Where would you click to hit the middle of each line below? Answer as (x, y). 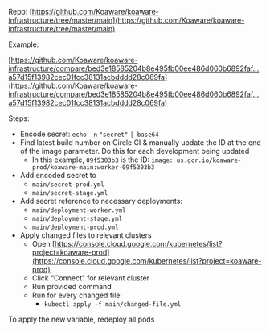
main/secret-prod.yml (68, 185)
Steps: (19, 118)
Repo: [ (20, 12)
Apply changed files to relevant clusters (86, 235)
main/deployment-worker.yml (79, 210)
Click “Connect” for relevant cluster (91, 278)
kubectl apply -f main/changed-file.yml (112, 305)
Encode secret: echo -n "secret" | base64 (89, 134)
